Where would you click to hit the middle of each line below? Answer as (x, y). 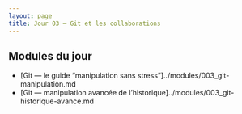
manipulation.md (48, 84)
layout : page (30, 16)
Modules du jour (51, 56)
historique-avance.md (57, 101)
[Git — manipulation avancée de (74, 93)
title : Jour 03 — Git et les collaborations (85, 23)
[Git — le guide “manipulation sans (78, 76)
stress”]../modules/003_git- (183, 76)
